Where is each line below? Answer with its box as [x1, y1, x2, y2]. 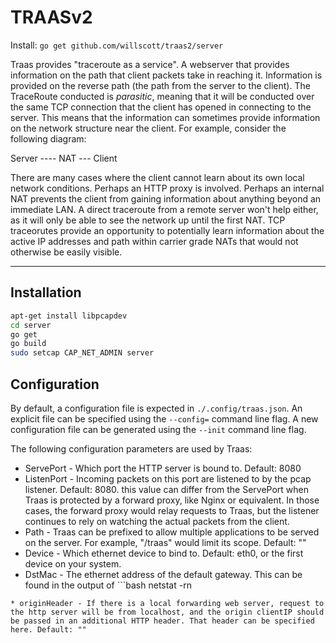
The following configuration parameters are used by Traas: [10, 442, 253, 455]
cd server [10, 320, 52, 330]
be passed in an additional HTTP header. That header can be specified [10, 616, 315, 626]
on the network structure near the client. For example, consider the [10, 122, 287, 134]
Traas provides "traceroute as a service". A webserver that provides [10, 58, 290, 70]
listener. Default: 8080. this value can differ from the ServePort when [24, 483, 310, 495]
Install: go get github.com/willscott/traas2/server [10, 39, 224, 51]
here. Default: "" [10, 624, 87, 635]
